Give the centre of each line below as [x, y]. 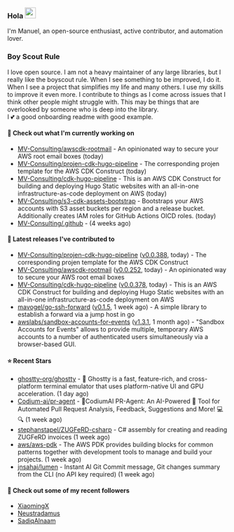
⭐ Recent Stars [29, 360]
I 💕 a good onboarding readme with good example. [80, 116]
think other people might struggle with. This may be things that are [103, 102]
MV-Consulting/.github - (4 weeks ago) [74, 223]
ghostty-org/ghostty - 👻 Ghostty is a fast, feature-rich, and [102, 379]
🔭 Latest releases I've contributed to [61, 239]
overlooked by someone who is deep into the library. [83, 109]
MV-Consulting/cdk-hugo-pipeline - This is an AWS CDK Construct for [119, 178]
